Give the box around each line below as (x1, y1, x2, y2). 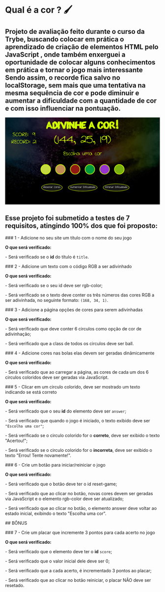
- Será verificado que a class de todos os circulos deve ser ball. (5, 340, 134, 346)
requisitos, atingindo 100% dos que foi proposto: (5, 222, 158, 230)
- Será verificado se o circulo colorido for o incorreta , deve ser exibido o (5, 447, 152, 453)
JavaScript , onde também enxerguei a (5, 50, 126, 59)
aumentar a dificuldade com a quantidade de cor (5, 96, 157, 105)
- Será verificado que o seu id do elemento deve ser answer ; (5, 408, 127, 414)
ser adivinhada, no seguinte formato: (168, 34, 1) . (5, 297, 109, 303)
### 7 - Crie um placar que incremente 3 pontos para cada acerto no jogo (5, 530, 156, 535)
